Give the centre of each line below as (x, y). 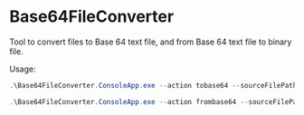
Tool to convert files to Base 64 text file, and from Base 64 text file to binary (151, 42)
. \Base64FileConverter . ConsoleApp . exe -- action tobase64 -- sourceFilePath (153, 85)
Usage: (23, 69)
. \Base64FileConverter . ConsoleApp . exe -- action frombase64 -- (129, 101)
